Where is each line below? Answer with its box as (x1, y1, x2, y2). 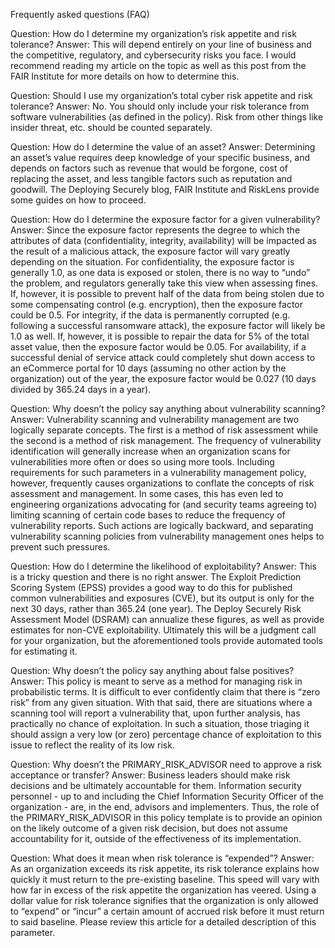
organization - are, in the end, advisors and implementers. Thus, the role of (10, 801, 320, 813)
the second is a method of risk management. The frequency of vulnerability (10, 435, 322, 446)
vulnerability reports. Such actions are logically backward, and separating (10, 520, 314, 531)
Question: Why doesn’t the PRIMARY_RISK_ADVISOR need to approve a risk (10, 759, 323, 770)
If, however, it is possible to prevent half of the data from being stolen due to (10, 288, 325, 299)
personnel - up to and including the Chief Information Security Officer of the (10, 790, 324, 802)
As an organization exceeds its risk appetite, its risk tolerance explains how (10, 863, 320, 874)
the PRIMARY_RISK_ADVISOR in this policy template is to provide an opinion (10, 812, 323, 823)
